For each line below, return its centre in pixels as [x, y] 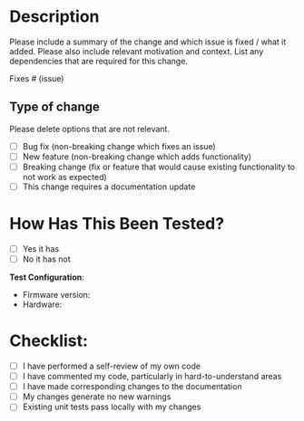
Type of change [54, 107]
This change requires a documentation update [109, 187]
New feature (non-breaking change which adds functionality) [137, 157]
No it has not [46, 259]
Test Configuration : [47, 277]
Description [54, 17]
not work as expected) [64, 177]
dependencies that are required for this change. [99, 61]
